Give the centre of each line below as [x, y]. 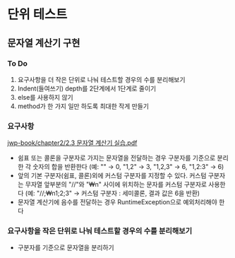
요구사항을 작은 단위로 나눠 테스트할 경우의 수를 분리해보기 [100, 231]
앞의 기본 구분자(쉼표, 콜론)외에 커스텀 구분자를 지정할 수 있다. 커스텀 [112, 176]
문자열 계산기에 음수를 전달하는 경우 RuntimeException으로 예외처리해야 [117, 202]
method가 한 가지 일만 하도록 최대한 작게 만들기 [83, 106]
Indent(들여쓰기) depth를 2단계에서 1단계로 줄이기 [87, 88]
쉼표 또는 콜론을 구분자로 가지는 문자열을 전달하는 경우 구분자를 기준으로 [116, 158]
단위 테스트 [37, 14]
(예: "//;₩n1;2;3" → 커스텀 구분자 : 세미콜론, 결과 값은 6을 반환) [112, 193]
